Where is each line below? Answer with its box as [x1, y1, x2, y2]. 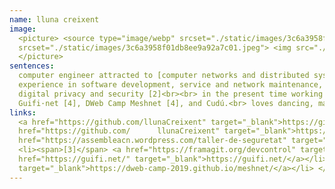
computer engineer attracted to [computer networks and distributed [18, 71, 310, 81]
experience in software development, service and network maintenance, [18, 80, 324, 90]
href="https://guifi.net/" [18, 154, 131, 164]
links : [9, 107, 37, 118]
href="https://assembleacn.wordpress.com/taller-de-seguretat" [18, 136, 287, 146]
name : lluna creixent [9, 14, 100, 25]
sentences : [9, 61, 55, 71]
